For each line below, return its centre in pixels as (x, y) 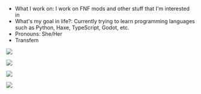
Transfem (27, 40)
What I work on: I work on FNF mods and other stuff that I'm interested (102, 9)
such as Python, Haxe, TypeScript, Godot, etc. (72, 27)
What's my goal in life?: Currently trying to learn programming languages (105, 21)
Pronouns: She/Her (39, 34)
